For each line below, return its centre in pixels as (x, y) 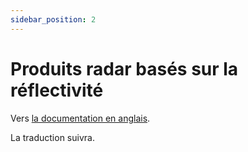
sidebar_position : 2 (53, 19)
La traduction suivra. (52, 137)
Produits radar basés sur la (124, 68)
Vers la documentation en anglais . (80, 118)
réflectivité (57, 90)
